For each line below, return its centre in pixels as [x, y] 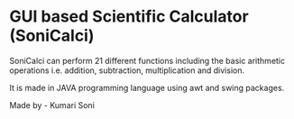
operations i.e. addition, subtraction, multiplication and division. [127, 70]
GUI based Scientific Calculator [129, 17]
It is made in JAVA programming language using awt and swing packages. [147, 87]
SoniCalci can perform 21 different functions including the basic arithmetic [147, 60]
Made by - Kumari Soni [52, 105]
